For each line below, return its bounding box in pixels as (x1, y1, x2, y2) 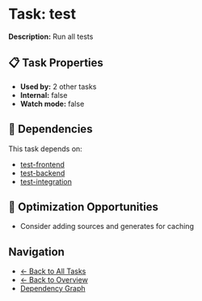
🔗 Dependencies (8, 122, 93, 136)
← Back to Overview (19, 275, 89, 285)
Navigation (8, 244, 65, 259)
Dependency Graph (19, 284, 86, 294)
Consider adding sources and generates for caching (19, 222, 194, 231)
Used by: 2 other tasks (19, 82, 97, 91)
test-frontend (19, 159, 65, 169)
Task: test (8, 5, 77, 23)
